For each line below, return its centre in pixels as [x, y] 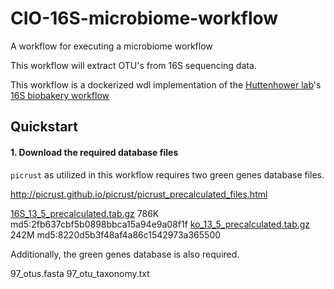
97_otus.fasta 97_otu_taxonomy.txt [80, 273]
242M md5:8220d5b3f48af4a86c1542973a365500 [116, 234]
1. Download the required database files [94, 152]
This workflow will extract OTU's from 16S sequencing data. [133, 65]
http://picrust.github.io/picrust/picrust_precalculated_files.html [139, 194]
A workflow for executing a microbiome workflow [111, 46]
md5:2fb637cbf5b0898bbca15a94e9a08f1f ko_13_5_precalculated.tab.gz [160, 224]
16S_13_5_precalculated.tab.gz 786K [85, 213]
